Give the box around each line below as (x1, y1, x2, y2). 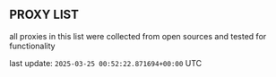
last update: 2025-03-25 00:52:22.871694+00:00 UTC (9, 57, 203, 68)
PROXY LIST (9, 7, 79, 22)
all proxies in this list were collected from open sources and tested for (9, 30, 267, 41)
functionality (9, 40, 56, 51)
